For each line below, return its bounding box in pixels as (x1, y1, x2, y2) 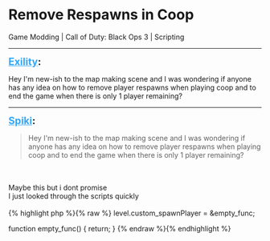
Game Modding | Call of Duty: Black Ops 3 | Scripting (8, 32, 185, 42)
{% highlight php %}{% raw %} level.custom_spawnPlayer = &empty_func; (8, 208, 256, 218)
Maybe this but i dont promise (8, 183, 108, 192)
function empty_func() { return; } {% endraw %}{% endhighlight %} (8, 223, 231, 233)
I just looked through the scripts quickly (8, 191, 139, 201)
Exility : (8, 54, 42, 68)
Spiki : (8, 114, 36, 127)
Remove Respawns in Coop (8, 6, 194, 24)
